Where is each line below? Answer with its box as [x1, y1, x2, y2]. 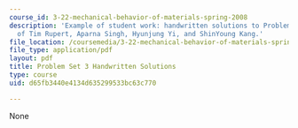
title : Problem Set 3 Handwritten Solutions [9, 63, 176, 72]
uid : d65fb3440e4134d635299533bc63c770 [9, 79, 157, 87]
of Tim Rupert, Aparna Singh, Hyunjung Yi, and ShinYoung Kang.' [17, 29, 264, 38]
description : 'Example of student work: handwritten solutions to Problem [9, 21, 292, 30]
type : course [9, 71, 58, 79]
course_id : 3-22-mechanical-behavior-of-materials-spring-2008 [9, 12, 248, 22]
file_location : [9, 37, 66, 47]
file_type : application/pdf [9, 46, 114, 55]
